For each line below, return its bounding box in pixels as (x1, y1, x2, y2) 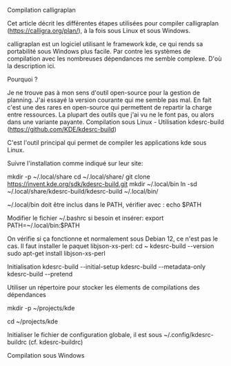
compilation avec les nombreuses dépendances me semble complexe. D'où (7, 54, 222, 63)
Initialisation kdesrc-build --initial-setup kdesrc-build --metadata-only (7, 263, 205, 271)
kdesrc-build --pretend (7, 270, 73, 278)
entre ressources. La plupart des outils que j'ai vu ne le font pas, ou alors (7, 110, 214, 119)
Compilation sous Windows (7, 352, 85, 359)
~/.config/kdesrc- (163, 331, 214, 338)
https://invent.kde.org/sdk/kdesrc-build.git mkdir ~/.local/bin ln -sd (7, 180, 198, 188)
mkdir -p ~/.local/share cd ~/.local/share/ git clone (7, 172, 150, 181)
